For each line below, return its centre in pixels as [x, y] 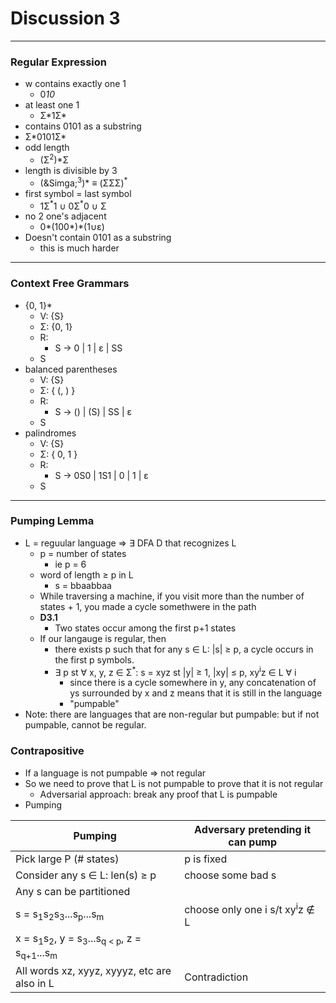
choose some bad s [230, 875]
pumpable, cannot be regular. [85, 725]
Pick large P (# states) [67, 859]
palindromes [50, 433]
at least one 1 [52, 105]
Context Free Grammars [70, 284]
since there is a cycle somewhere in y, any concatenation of [193, 683]
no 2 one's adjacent [65, 216]
